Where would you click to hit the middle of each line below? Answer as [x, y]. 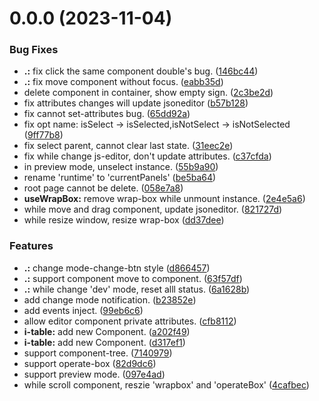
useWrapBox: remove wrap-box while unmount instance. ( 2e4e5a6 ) [164, 199]
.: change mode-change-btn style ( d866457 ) [117, 268]
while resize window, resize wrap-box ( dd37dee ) [124, 220]
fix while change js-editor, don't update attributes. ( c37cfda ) [147, 156]
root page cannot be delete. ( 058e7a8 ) [103, 188]
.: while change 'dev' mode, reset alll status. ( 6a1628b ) [137, 289]
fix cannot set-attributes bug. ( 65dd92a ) [107, 114]
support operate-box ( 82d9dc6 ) [90, 363]
